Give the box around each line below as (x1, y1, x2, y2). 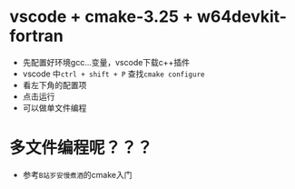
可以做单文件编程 (22, 102, 87, 113)
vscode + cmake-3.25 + (9, 6, 193, 27)
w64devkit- (196, 6, 288, 27)
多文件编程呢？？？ (9, 138, 153, 158)
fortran (9, 25, 64, 46)
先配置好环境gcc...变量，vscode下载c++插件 (22, 56, 191, 67)
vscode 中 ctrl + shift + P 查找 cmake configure (22, 68, 205, 79)
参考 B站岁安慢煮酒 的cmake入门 (22, 169, 133, 180)
